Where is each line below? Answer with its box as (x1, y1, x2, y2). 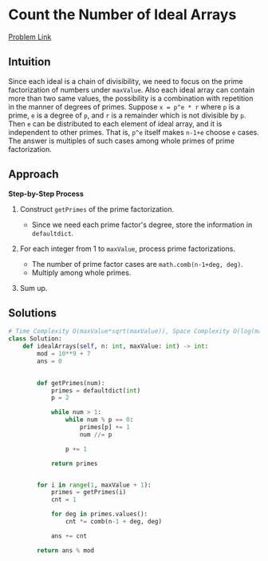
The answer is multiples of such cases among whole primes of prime (8, 136, 235, 145)
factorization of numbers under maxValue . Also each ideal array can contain (8, 85, 255, 94)
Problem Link (8, 32, 52, 42)
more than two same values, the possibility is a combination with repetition (8, 93, 254, 103)
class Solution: (8, 335, 62, 343)
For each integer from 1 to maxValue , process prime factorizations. (19, 244, 235, 253)
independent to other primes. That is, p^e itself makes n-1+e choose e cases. (8, 127, 259, 137)
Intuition (8, 55, 51, 69)
